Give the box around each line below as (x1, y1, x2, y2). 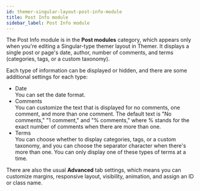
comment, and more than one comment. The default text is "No (14, 110, 172, 117)
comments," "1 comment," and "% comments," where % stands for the (14, 117, 190, 124)
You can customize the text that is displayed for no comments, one (14, 104, 180, 111)
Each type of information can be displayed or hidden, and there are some (6, 67, 187, 74)
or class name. (6, 179, 43, 186)
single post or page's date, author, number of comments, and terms (6, 49, 174, 56)
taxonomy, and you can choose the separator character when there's (14, 142, 186, 150)
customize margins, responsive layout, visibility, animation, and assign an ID (6, 173, 194, 180)
